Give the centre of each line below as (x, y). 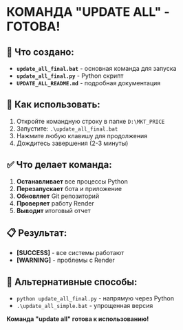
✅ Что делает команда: (60, 165)
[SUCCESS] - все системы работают (70, 253)
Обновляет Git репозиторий (58, 196)
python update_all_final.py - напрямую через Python (95, 298)
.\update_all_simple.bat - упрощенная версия (85, 306)
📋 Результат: (37, 233)
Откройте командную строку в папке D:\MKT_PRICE (90, 121)
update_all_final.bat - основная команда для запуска (96, 68)
